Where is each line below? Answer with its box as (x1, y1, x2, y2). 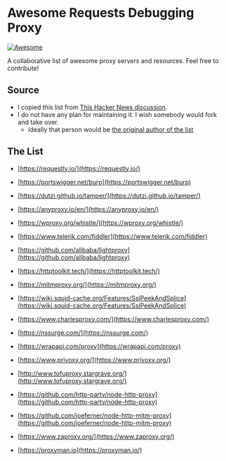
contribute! (7, 64, 39, 72)
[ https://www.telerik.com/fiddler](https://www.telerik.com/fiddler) (17, 232, 208, 240)
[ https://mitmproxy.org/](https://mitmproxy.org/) (17, 280, 157, 289)
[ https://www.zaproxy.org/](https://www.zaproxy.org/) (17, 432, 175, 441)
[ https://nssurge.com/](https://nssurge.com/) (17, 328, 149, 337)
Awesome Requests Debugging (7, 5, 194, 21)
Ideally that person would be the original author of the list (27, 125, 194, 134)
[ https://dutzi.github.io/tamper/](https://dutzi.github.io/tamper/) (17, 191, 201, 200)
